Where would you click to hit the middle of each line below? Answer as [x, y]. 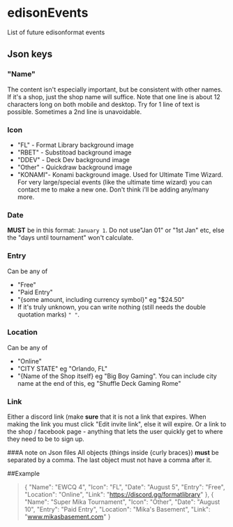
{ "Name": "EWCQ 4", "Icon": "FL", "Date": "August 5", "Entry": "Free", [125, 487]
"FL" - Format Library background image [75, 145]
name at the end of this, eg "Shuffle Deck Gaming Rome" [99, 383]
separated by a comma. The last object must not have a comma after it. [110, 460]
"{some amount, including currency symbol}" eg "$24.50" [101, 299]
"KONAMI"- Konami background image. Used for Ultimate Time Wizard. [120, 174]
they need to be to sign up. [46, 439]
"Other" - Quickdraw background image [75, 167]
